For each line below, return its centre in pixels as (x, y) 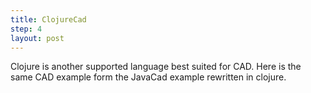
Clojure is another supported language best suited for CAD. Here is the (156, 67)
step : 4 (26, 29)
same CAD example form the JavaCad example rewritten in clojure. (148, 77)
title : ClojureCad (48, 19)
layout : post (37, 38)
